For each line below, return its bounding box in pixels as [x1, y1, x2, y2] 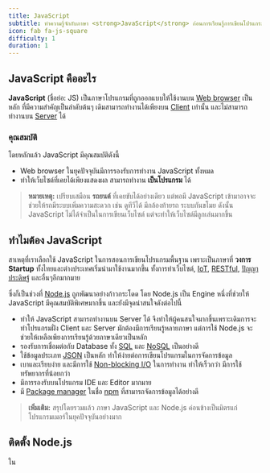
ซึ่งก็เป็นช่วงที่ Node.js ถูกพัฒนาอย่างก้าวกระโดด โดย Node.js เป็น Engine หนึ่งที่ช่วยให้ [8, 289, 250, 299]
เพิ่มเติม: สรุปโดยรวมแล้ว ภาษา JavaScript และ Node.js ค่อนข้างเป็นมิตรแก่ [27, 403, 238, 413]
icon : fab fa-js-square [8, 27, 88, 35]
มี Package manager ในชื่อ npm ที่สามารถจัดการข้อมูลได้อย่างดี [19, 387, 199, 396]
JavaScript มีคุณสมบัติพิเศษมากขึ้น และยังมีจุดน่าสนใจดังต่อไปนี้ [8, 298, 182, 308]
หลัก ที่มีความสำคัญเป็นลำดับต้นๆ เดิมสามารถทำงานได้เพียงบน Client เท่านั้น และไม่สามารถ [8, 102, 247, 111]
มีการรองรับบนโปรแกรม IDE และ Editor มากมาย [19, 378, 152, 388]
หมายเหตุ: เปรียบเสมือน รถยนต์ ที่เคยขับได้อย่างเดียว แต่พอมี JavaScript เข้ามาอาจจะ [27, 191, 256, 201]
